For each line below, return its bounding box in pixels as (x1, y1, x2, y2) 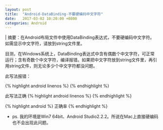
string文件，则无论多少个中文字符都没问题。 (9, 63, 98, 69)
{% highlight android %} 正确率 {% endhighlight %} (5, 103, 108, 109)
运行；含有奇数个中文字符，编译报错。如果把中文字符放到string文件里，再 (5, 57, 153, 63)
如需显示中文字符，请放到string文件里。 (5, 41, 85, 47)
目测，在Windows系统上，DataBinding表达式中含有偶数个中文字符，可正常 (5, 51, 155, 57)
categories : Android (5, 20, 47, 26)
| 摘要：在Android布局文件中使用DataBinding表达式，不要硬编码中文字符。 (5, 34, 155, 40)
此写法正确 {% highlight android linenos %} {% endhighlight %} (5, 93, 132, 99)
